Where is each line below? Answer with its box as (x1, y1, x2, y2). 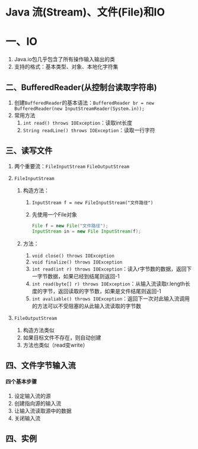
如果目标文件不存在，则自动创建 (23, 334, 101, 341)
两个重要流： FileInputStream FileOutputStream (14, 162, 130, 169)
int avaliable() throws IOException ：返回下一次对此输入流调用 (31, 295, 190, 302)
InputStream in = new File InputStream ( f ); (31, 228, 142, 234)
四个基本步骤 (5, 378, 37, 385)
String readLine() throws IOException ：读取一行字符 (23, 126, 155, 134)
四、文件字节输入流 (5, 360, 76, 370)
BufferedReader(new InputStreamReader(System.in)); (14, 105, 145, 112)
